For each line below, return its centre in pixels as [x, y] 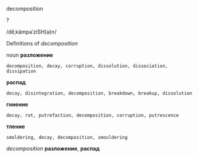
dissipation [21, 71]
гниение [17, 104]
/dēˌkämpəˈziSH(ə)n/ [32, 32]
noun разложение [30, 55]
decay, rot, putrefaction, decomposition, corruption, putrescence [93, 116]
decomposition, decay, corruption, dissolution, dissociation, [87, 66]
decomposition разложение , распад [53, 148]
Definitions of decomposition [42, 43]
